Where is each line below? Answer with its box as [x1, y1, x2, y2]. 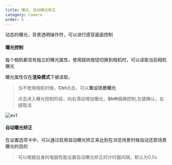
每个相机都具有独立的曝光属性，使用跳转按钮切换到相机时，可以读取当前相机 [5, 57, 167, 63]
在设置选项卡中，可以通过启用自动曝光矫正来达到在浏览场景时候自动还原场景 [5, 136, 167, 143]
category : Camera [5, 12, 42, 17]
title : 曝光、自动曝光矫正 [5, 7, 56, 13]
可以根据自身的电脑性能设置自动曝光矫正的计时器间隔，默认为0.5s [17, 154, 157, 160]
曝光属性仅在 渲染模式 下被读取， [5, 74, 73, 80]
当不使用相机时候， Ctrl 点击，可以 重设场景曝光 [17, 85, 116, 91]
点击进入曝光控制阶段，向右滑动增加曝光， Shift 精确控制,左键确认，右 [17, 96, 164, 102]
